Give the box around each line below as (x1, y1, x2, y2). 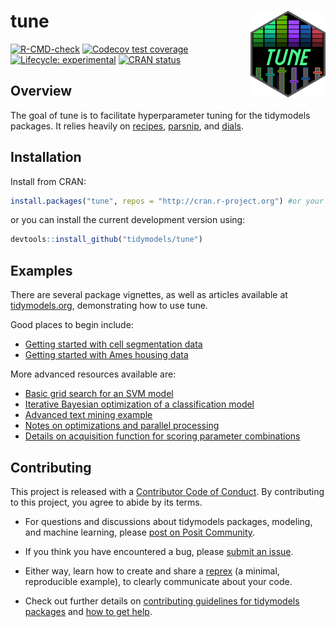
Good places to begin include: (10, 319, 134, 331)
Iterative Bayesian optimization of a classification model (24, 398, 255, 410)
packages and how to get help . (24, 605, 153, 617)
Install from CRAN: (10, 175, 87, 187)
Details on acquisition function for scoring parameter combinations (24, 430, 301, 442)
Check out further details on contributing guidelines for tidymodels (24, 595, 300, 607)
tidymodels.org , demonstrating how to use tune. (10, 300, 208, 312)
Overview (10, 83, 73, 100)
